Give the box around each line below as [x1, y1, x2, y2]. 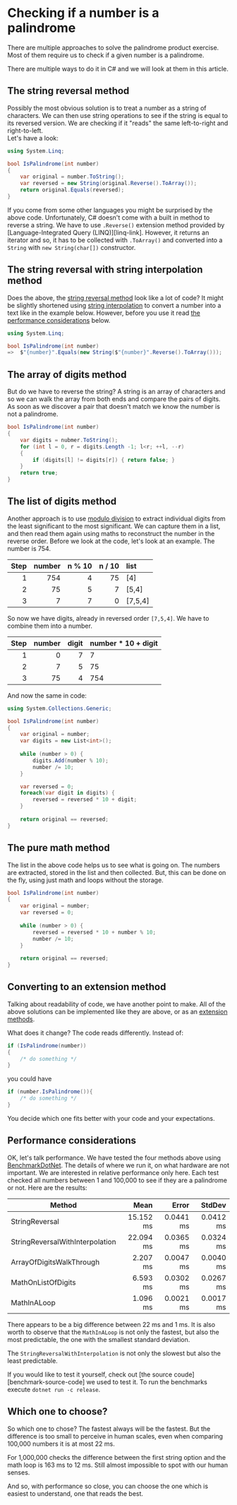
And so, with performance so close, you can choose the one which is [7, 1482, 209, 1490]
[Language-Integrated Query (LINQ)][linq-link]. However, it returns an [7, 228, 209, 237]
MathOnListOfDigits [11, 1277, 76, 1287]
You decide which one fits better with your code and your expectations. [7, 1114, 215, 1122]
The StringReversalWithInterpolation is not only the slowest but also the [7, 1349, 221, 1357]
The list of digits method [7, 496, 117, 508]
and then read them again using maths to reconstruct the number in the [7, 529, 215, 537]
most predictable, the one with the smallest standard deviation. [7, 1335, 190, 1343]
